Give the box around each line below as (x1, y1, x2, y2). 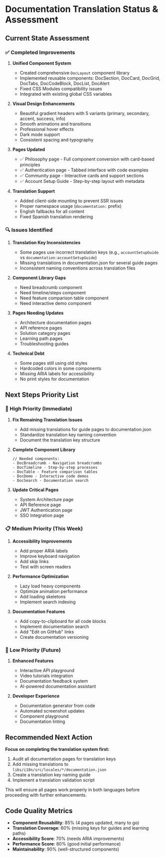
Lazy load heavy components (19, 583, 81, 589)
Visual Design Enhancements (12, 101, 75, 107)
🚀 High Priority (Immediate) (5, 405, 72, 412)
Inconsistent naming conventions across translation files (19, 265, 136, 271)
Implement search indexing (19, 599, 76, 605)
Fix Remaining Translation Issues (12, 417, 83, 423)
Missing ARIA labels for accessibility (19, 371, 95, 377)
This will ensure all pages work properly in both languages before (5, 787, 140, 793)
